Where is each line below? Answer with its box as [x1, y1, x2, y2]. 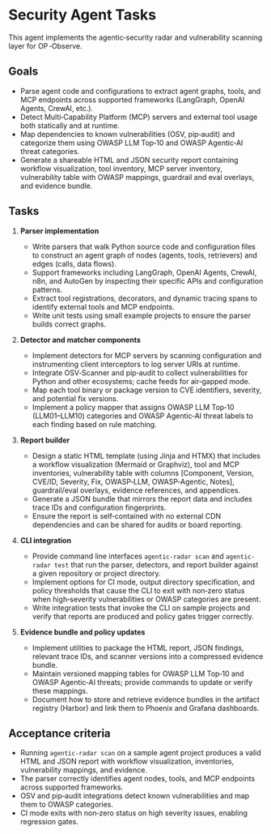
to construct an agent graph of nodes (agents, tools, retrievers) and [32, 250, 257, 260]
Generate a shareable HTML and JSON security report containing [19, 155, 239, 165]
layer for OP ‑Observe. [8, 41, 83, 50]
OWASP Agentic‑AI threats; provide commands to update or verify [32, 677, 253, 686]
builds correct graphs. [32, 319, 107, 329]
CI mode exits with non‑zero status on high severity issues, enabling [19, 808, 248, 818]
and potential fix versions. [32, 393, 119, 403]
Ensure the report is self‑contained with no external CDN [32, 511, 222, 520]
